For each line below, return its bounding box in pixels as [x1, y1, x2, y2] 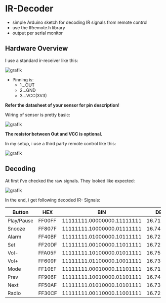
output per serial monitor [12, 30, 63, 36]
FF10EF [38, 265, 57, 272]
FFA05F [38, 249, 57, 256]
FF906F [38, 273, 57, 280]
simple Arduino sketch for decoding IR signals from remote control [12, 19, 148, 25]
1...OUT [19, 82, 35, 88]
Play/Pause [7, 217, 34, 224]
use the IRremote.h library [12, 24, 65, 30]
